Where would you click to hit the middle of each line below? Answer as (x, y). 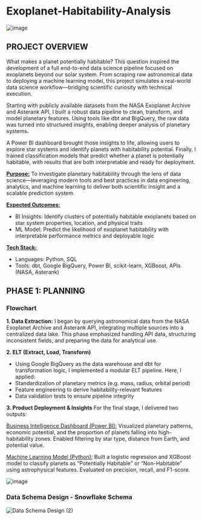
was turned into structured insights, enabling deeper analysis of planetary (98, 125)
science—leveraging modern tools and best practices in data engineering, (98, 180)
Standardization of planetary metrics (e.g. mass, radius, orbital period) (103, 383)
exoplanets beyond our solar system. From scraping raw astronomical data (99, 74)
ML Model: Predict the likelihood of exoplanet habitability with (92, 229)
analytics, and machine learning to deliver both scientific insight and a (93, 186)
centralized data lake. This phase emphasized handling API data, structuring (101, 334)
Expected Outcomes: (33, 204)
